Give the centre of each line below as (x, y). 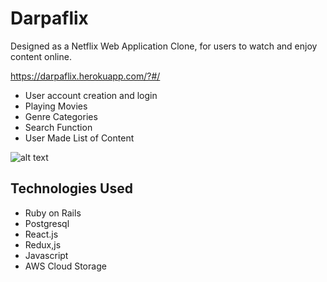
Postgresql (47, 223)
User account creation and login (91, 95)
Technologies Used (71, 188)
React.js (41, 234)
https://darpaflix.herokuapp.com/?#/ (85, 76)
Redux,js (43, 244)
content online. (41, 56)
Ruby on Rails (53, 213)
